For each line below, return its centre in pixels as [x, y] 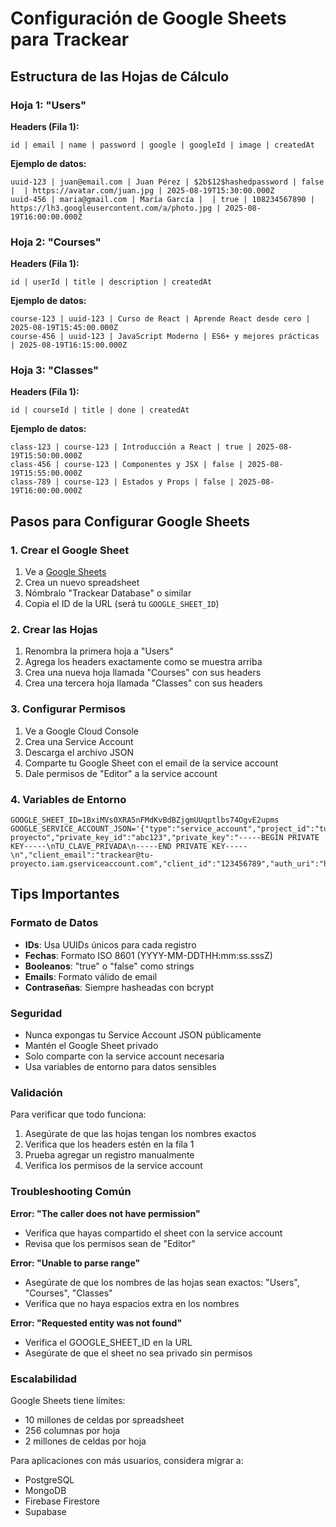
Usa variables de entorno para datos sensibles [120, 1067]
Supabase [45, 1511]
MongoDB [45, 1490]
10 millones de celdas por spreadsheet [104, 1419]
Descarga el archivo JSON [79, 752]
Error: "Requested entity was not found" [96, 1323]
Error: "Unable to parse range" [75, 1263]
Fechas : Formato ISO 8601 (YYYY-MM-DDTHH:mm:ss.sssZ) [148, 955]
